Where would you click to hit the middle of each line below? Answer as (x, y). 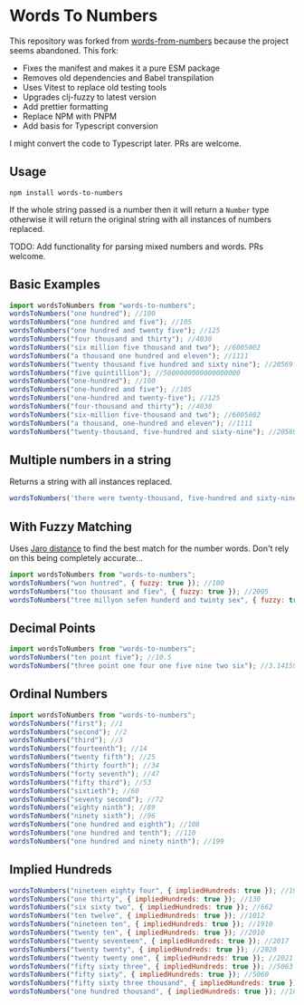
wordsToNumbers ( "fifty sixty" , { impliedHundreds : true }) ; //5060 (139, 975)
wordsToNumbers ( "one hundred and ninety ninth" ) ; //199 (117, 841)
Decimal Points (53, 628)
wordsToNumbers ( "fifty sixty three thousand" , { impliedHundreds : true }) (153, 983)
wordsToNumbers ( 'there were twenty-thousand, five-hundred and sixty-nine (153, 498)
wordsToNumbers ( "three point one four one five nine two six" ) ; (133, 666)
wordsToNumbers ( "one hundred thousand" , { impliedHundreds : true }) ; (143, 992)
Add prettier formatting (65, 106)
